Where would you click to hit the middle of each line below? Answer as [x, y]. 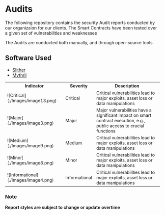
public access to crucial [120, 126]
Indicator [34, 86]
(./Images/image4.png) [30, 180]
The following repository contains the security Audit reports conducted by [80, 23]
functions [106, 131]
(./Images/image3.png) [30, 123]
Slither [19, 70]
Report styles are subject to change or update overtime [63, 208]
